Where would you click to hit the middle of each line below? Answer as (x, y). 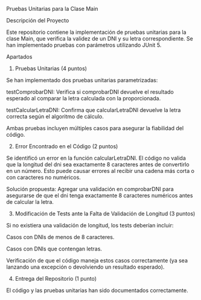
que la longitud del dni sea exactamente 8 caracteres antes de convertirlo (98, 165)
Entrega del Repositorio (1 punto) (56, 279)
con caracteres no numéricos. (44, 177)
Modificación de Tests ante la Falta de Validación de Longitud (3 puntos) (105, 214)
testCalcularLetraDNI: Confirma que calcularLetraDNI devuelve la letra (94, 110)
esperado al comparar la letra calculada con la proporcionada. (84, 98)
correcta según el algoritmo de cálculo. (55, 116)
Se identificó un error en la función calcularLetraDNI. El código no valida (96, 158)
